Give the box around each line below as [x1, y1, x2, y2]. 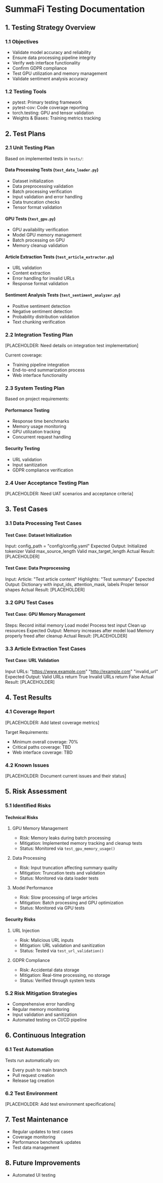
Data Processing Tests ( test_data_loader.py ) [5, 167, 99, 173]
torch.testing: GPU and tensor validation [12, 110, 94, 116]
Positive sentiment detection [12, 303, 71, 309]
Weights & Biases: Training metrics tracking [12, 115, 101, 121]
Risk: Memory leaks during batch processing [19, 835, 111, 841]
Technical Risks [5, 814, 39, 820]
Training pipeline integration [12, 361, 70, 367]
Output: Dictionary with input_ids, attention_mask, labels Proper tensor [5, 581, 149, 587]
